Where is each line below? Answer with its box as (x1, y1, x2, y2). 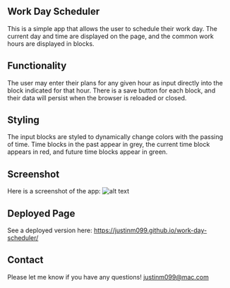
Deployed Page (7, 208, 75, 220)
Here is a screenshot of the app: (7, 187, 101, 196)
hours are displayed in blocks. (7, 39, 95, 48)
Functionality (7, 60, 67, 72)
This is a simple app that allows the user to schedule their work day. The (7, 24, 217, 32)
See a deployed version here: (7, 226, 93, 235)
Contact (7, 254, 44, 266)
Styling (7, 114, 40, 126)
